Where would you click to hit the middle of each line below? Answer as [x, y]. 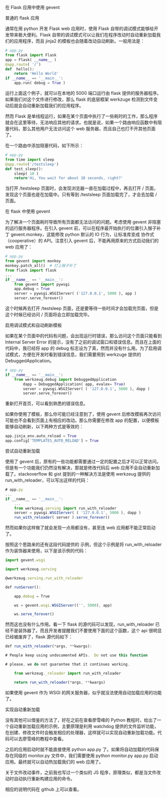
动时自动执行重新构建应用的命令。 [40, 779]
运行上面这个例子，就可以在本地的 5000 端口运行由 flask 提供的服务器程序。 [83, 93]
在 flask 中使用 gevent [28, 212]
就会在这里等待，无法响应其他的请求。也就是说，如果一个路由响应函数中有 [81, 122]
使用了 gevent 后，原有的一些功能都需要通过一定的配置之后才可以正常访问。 [83, 461]
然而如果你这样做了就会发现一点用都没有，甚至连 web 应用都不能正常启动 [80, 528]
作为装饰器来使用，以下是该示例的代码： [46, 551]
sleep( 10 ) [26, 174]
